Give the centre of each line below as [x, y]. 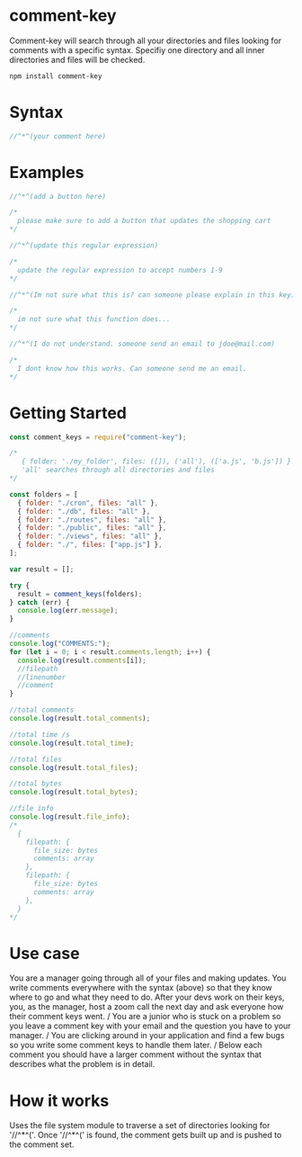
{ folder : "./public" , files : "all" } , [92, 528]
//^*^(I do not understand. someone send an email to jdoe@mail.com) [142, 344]
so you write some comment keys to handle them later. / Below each [136, 1045]
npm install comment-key [56, 76]
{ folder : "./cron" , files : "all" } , [88, 503]
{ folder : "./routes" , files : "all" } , [92, 520]
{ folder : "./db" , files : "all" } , [84, 511]
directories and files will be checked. [77, 59]
